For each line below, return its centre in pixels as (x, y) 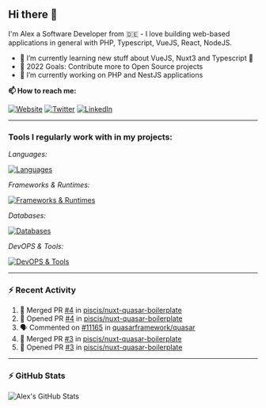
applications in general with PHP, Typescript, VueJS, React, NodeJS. (120, 42)
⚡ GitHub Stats (37, 376)
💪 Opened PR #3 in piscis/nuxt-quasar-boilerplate (101, 347)
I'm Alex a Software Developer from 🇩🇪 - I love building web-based (119, 33)
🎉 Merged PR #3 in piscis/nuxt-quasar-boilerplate (101, 339)
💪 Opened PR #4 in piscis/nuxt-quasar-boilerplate (101, 318)
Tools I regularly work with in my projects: (90, 137)
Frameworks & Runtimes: (49, 185)
